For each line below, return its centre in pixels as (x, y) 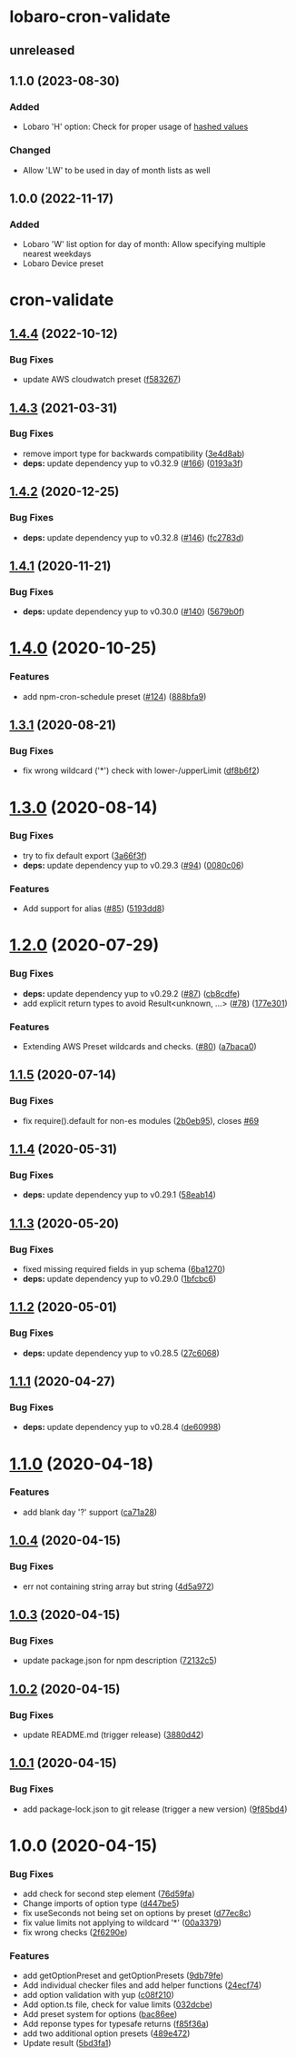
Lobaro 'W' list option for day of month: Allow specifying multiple (144, 244)
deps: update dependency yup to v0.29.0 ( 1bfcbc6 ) (119, 1278)
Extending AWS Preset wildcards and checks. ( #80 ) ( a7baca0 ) (139, 1046)
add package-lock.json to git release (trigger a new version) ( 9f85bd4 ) (155, 1809)
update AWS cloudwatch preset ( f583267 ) (102, 380)
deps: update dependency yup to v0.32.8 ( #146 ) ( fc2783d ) (133, 537)
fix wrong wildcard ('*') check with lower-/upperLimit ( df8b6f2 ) (141, 770)
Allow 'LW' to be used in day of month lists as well (116, 170)
